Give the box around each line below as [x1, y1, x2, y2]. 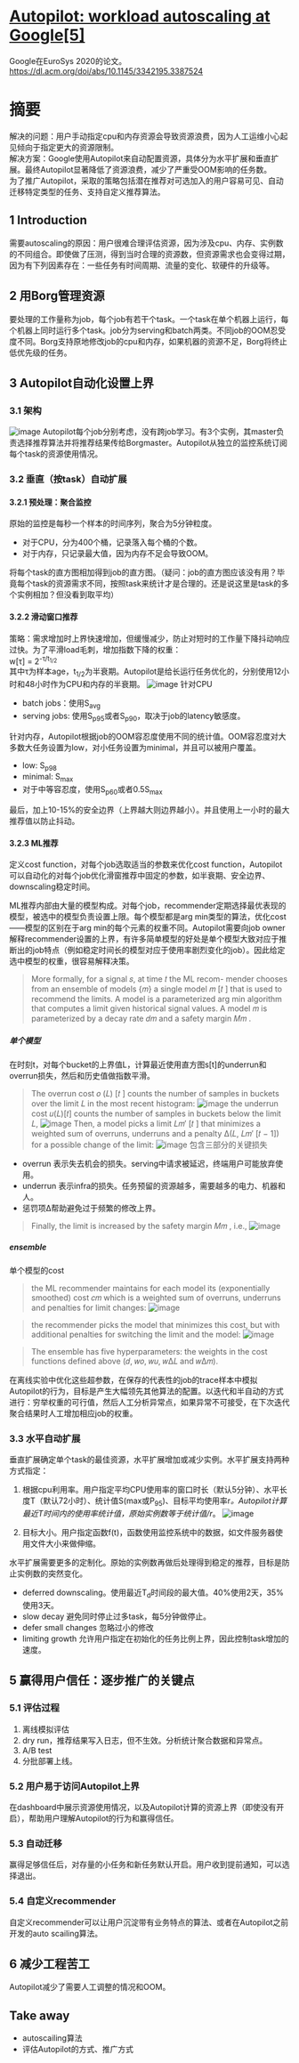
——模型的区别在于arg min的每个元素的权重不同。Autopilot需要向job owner [9, 923, 287, 934]
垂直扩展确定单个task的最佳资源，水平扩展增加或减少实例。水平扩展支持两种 [9, 1454, 290, 1465]
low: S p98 [21, 759, 58, 773]
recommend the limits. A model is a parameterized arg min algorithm [30, 994, 283, 1005]
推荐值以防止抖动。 [9, 815, 80, 826]
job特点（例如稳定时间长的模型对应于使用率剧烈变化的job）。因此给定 [32, 945, 286, 956]
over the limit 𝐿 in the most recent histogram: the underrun [30, 1098, 279, 1109]
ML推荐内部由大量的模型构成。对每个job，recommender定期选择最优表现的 [9, 901, 287, 911]
